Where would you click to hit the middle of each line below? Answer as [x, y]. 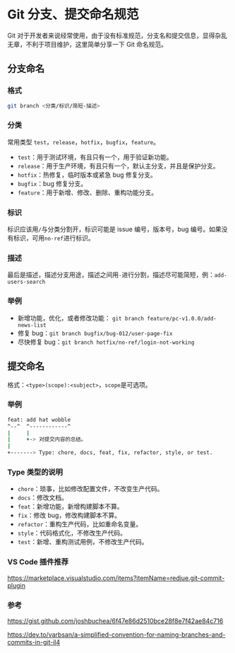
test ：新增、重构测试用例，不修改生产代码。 [83, 542]
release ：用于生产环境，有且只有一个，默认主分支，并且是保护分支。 [118, 166]
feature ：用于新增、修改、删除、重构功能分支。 [87, 192]
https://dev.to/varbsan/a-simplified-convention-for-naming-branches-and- [116, 635]
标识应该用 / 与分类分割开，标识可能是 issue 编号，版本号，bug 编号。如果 [115, 229]
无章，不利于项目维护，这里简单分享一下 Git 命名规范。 [88, 44]
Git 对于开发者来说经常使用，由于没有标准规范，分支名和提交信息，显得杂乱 [117, 35]
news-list [32, 325]
